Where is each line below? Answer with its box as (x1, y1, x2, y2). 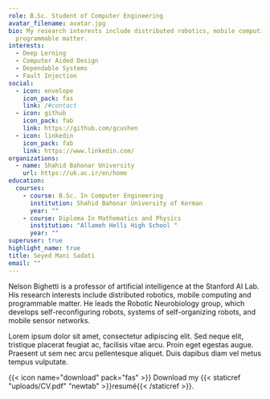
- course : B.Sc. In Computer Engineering (22, 191, 163, 200)
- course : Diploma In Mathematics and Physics (22, 214, 182, 222)
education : (8, 177, 45, 185)
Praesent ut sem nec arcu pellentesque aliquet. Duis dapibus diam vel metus (8, 348, 262, 358)
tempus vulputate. (8, 356, 68, 367)
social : (8, 79, 35, 87)
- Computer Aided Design (15, 57, 99, 65)
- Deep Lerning (15, 49, 67, 57)
